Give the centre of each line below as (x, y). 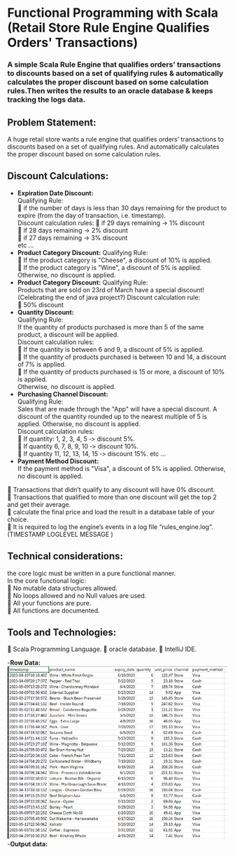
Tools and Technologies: (62, 632)
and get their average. (39, 504)
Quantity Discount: (46, 312)
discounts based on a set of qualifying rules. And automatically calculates (113, 146)
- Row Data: (24, 663)
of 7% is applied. (42, 364)
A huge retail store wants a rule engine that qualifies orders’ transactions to (115, 139)
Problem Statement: (52, 122)
